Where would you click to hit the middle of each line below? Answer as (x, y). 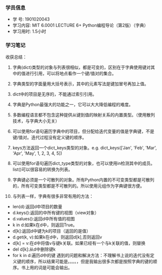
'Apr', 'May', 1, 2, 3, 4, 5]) (37, 153)
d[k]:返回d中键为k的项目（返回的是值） (52, 231)
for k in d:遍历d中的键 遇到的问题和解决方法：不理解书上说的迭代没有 (81, 255)
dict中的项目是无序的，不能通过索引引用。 (55, 94)
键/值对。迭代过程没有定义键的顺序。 (49, 137)
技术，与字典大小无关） (36, 121)
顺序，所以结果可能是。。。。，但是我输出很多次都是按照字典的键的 (89, 261)
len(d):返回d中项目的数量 (37, 206)
